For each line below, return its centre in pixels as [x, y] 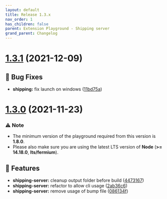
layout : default [22, 10]
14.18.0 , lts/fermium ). [35, 153]
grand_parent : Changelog [31, 33]
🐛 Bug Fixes [24, 77]
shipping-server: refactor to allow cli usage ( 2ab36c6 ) [70, 186]
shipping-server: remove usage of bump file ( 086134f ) [70, 191]
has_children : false [27, 24]
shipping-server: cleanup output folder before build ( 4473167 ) [78, 180]
